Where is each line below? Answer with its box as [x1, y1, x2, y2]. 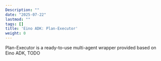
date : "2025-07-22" [5, 12, 47, 17]
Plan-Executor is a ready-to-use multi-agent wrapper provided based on [5, 45, 156, 50]
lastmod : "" [5, 17, 30, 22]
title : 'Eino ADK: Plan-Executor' [5, 26, 78, 31]
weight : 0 [5, 31, 26, 36]
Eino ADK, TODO [5, 50, 41, 56]
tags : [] [5, 21, 24, 27]
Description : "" [5, 7, 39, 13]
